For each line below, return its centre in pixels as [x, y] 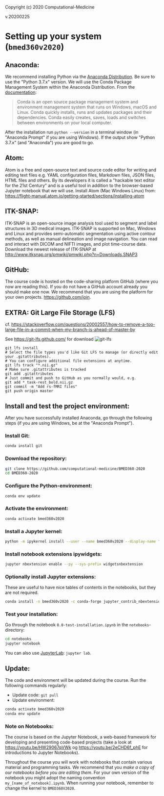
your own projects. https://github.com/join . [48, 297]
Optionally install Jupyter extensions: [51, 577]
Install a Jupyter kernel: [34, 531]
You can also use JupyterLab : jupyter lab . [48, 653]
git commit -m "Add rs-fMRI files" [41, 387]
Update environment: [33, 700]
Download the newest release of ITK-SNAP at [51, 249]
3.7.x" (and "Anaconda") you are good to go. [50, 142]
